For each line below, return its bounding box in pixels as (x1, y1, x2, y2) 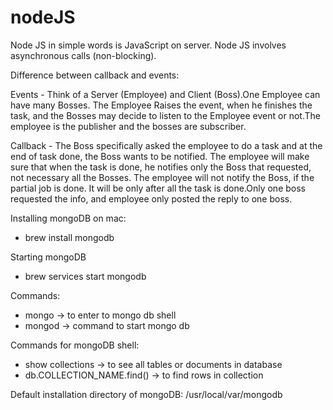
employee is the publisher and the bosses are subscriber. (10, 120, 247, 132)
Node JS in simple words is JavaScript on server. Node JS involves (10, 39, 287, 51)
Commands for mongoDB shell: (10, 339, 140, 351)
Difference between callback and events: (10, 69, 180, 81)
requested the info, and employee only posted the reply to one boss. (10, 192, 293, 205)
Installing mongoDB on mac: (10, 212, 127, 224)
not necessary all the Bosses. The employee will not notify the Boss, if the (10, 171, 315, 183)
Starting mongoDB (10, 251, 87, 263)
